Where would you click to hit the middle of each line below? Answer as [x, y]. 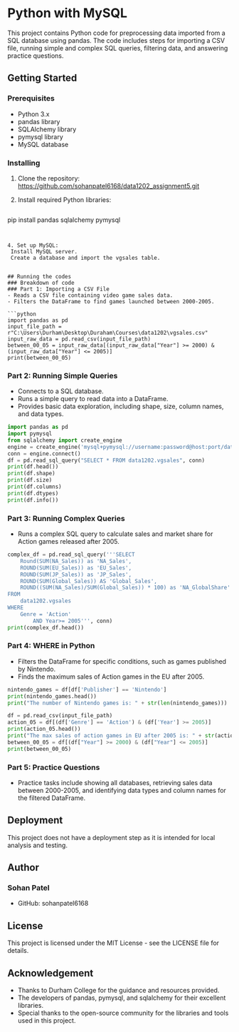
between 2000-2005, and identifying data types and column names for [122, 790]
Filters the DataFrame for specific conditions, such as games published [122, 661]
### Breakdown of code [41, 283]
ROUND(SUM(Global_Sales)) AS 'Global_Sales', [89, 581]
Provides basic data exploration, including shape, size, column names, [121, 406]
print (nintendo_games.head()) [52, 696]
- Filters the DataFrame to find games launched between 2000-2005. [111, 301]
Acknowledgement [51, 973]
